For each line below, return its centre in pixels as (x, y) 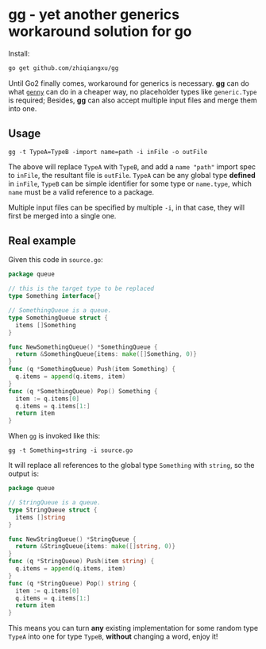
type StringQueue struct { (53, 510)
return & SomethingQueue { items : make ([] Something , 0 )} (106, 354)
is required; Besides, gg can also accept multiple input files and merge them (133, 100)
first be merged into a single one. (62, 215)
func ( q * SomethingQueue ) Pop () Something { (83, 391)
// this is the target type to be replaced (81, 289)
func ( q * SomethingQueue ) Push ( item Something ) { (92, 369)
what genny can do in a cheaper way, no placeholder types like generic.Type (133, 91)
